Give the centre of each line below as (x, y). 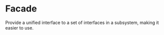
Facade (21, 9)
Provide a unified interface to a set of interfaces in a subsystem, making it (82, 22)
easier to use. (19, 27)
